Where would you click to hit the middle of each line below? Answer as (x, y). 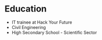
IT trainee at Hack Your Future (42, 22)
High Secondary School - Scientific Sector (54, 32)
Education (26, 9)
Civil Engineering (29, 27)
